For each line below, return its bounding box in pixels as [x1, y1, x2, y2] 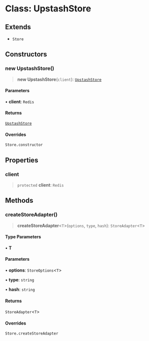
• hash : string [5, 286, 36, 292]
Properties [5, 156, 38, 164]
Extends [5, 23, 31, 31]
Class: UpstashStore [5, 3, 91, 14]
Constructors [5, 50, 47, 58]
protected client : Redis [17, 182, 64, 188]
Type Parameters [5, 234, 41, 240]
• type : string [5, 277, 35, 283]
